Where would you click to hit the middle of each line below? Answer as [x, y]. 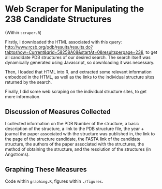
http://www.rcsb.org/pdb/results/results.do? [49, 47]
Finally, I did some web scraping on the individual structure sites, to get [76, 91]
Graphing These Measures [46, 169]
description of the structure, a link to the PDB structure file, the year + [74, 129]
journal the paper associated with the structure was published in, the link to [80, 133]
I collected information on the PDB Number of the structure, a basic [72, 123]
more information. [23, 96]
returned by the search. [29, 82]
